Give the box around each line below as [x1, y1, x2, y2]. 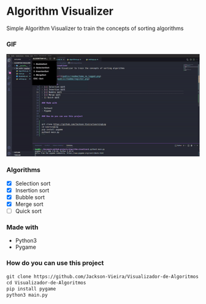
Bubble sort [15, 193, 45, 200]
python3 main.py [6, 292, 48, 298]
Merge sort [15, 200, 44, 208]
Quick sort [15, 207, 42, 215]
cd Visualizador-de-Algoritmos [6, 279, 86, 286]
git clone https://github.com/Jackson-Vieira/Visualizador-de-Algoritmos [6, 273, 199, 279]
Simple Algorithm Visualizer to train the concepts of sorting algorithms [6, 25, 184, 32]
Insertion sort [15, 186, 50, 194]
